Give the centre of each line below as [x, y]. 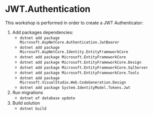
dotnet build [33, 109]
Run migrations [28, 92]
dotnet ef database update [47, 98]
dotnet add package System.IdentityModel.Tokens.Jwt [75, 87]
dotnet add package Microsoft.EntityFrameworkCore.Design [80, 62]
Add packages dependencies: [43, 32]
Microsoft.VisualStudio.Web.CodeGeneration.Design [73, 82]
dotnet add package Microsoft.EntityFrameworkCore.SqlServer [84, 68]
